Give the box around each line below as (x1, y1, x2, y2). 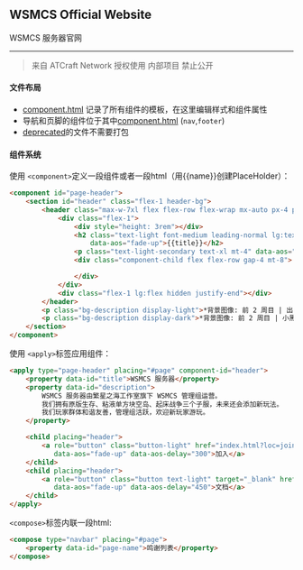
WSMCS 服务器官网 (9, 32, 83, 43)
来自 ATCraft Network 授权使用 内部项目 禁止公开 (31, 60, 214, 70)
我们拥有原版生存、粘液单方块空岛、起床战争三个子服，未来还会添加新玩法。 (41, 400, 284, 409)
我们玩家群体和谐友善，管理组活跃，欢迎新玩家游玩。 (41, 408, 210, 418)
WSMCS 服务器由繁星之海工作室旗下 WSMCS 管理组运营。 (41, 391, 223, 400)
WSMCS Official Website (9, 7, 151, 23)
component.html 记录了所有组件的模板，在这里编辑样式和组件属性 (22, 104, 268, 115)
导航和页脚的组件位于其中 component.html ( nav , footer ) (22, 115, 225, 126)
